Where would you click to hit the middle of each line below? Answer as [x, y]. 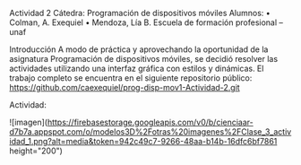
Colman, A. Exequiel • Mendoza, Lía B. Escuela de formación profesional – [146, 22]
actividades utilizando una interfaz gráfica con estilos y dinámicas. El [137, 68]
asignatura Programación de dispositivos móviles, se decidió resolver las [144, 59]
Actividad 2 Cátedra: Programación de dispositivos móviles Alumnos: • [140, 13]
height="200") [36, 151]
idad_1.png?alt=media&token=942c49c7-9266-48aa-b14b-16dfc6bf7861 [143, 141]
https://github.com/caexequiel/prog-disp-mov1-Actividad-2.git [125, 87]
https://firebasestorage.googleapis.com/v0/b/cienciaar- [150, 122]
